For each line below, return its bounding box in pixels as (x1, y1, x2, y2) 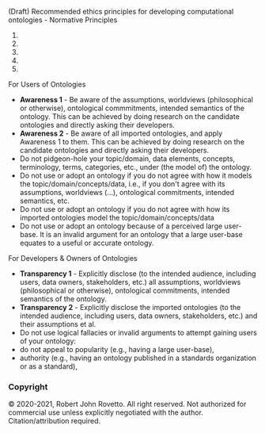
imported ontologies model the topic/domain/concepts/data (19, 213, 215, 222)
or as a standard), (19, 362, 78, 371)
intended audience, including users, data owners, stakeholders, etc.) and (19, 311, 258, 320)
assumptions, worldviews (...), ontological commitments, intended (19, 188, 235, 197)
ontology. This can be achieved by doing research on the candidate (19, 112, 240, 121)
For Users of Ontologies (8, 79, 86, 89)
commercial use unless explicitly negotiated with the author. (8, 408, 204, 417)
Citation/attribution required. (8, 416, 101, 426)
